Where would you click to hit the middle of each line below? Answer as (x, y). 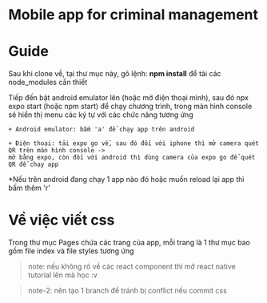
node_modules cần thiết (48, 83)
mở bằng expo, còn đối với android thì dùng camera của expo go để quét (132, 158)
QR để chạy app (34, 165)
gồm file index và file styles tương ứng (71, 251)
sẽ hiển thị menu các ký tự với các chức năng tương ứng (101, 115)
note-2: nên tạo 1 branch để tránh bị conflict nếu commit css (128, 291)
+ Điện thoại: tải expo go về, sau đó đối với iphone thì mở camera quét (134, 143)
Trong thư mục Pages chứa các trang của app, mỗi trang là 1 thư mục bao (129, 243)
